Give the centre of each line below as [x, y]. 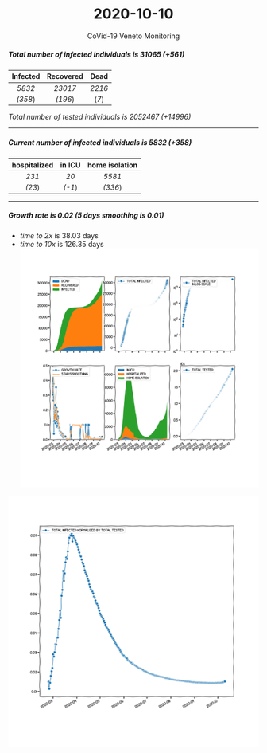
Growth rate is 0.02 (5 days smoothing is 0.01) [86, 215]
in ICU [70, 165]
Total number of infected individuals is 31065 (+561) [97, 54]
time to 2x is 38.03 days [59, 235]
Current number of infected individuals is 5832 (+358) [100, 143]
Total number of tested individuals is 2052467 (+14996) [100, 117]
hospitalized [33, 165]
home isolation [112, 165]
